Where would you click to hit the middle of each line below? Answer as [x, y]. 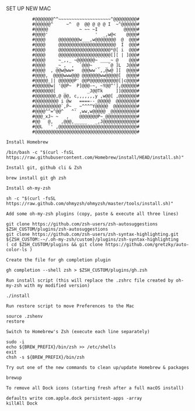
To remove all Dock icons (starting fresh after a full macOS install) [95, 388]
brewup [14, 378]
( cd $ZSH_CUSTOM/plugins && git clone [55, 245]
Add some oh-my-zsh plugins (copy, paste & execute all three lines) [93, 214]
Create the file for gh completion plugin [58, 260]
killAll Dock [22, 403]
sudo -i [15, 342]
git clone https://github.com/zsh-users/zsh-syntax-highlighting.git [93, 234]
